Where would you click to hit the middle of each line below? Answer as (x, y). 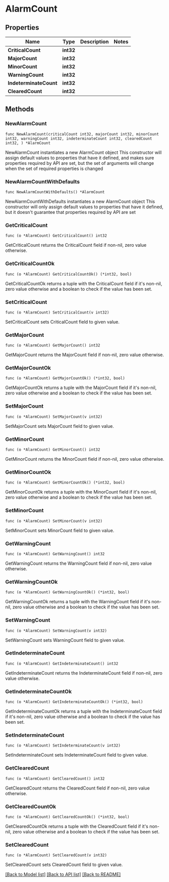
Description (95, 42)
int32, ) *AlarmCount (28, 143)
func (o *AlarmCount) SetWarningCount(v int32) (56, 631)
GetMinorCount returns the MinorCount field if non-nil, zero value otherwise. (85, 459)
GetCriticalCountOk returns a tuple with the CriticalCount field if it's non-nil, (84, 283)
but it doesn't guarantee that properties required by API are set (71, 212)
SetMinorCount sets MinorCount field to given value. (60, 530)
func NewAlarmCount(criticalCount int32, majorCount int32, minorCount (82, 134)
